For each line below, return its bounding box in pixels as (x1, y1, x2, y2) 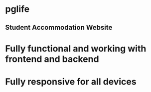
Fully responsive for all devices (5, 76, 137, 87)
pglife (5, 3, 30, 15)
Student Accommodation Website (5, 23, 113, 32)
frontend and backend (5, 53, 99, 65)
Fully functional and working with (5, 43, 147, 54)
